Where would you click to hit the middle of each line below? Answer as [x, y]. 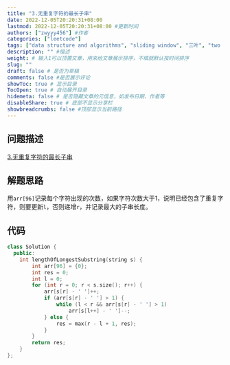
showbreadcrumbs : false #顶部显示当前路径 [65, 109]
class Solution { [32, 247]
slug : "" [20, 65]
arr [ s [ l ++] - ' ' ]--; [99, 311]
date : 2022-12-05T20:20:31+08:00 [55, 20]
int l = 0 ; [47, 279]
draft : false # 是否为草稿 [43, 71]
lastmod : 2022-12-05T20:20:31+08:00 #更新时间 [73, 26]
